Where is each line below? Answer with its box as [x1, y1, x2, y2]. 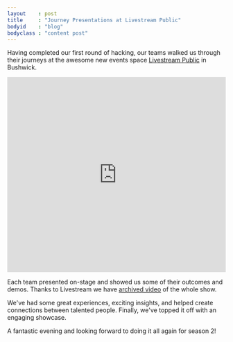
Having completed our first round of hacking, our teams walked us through [7, 49, 221, 57]
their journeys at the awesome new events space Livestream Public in [7, 56, 207, 65]
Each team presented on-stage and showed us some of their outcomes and [7, 278, 223, 287]
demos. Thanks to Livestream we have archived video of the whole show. [7, 285, 217, 293]
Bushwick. [7, 63, 37, 71]
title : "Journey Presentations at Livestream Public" [7, 17, 182, 24]
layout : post [7, 10, 58, 17]
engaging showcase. [7, 314, 67, 322]
